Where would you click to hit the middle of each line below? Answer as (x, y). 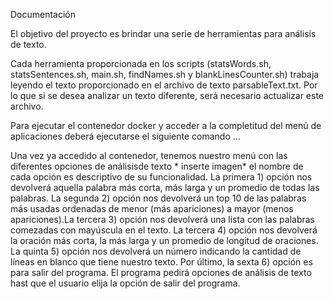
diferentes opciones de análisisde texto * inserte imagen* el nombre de (157, 166)
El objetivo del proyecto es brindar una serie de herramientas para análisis (163, 33)
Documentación (43, 14)
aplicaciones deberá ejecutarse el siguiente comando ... (125, 136)
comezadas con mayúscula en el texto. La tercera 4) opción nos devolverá (164, 230)
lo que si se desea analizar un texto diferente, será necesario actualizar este (167, 95)
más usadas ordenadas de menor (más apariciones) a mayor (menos (152, 208)
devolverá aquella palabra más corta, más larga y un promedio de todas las (165, 187)
